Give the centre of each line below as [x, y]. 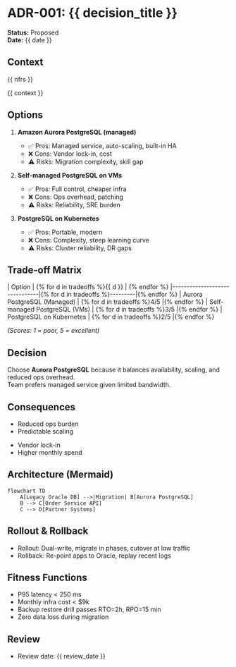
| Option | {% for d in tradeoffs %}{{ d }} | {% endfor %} [88, 287]
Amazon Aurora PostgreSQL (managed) [77, 132]
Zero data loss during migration [63, 617]
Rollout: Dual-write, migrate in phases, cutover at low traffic [104, 548]
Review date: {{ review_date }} [61, 656]
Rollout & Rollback [48, 531]
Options [25, 115]
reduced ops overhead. [41, 377]
